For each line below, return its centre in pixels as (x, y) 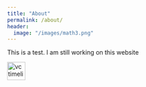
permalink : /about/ (35, 20)
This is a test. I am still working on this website (73, 52)
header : (18, 26)
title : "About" (29, 13)
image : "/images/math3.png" (54, 33)
